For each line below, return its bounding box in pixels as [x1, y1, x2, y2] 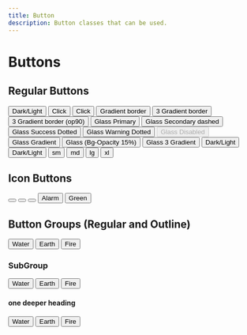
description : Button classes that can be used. [8, 19, 168, 27]
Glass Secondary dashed [145, 117, 219, 126]
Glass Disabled [160, 127, 205, 136]
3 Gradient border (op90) [12, 117, 85, 126]
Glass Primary [94, 117, 137, 126]
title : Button [8, 11, 55, 20]
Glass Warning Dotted [86, 127, 152, 136]
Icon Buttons [8, 171, 73, 185]
